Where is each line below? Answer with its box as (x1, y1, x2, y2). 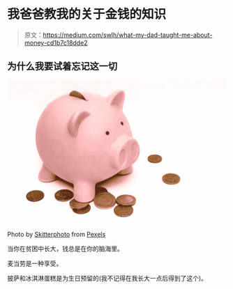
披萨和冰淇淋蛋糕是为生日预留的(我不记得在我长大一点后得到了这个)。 (7, 274, 208, 283)
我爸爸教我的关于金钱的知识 (7, 6, 167, 22)
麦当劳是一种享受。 (7, 259, 63, 268)
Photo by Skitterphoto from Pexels (7, 231, 106, 239)
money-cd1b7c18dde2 (24, 38, 89, 47)
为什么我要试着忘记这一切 (7, 61, 117, 72)
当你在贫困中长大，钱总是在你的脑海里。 (7, 244, 123, 253)
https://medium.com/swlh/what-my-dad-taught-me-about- (43, 31, 213, 39)
